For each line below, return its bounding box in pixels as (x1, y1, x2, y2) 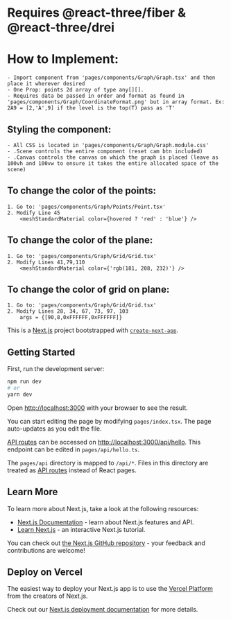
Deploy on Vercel (7, 567, 83, 578)
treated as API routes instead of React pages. (7, 466, 137, 474)
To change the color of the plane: (7, 234, 153, 246)
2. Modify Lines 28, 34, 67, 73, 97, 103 (7, 308, 129, 315)
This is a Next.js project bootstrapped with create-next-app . (7, 326, 179, 334)
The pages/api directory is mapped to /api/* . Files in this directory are (7, 458, 209, 467)
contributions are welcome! (7, 546, 85, 554)
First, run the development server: (7, 365, 105, 373)
